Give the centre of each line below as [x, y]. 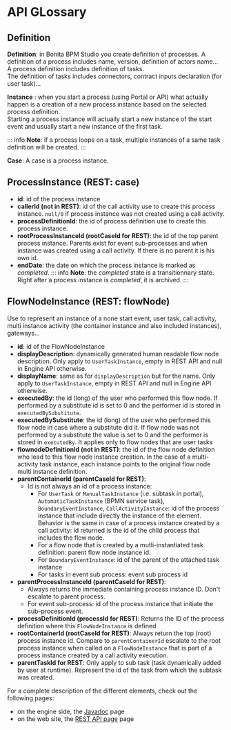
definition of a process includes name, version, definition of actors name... [113, 62]
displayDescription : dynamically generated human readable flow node [118, 354]
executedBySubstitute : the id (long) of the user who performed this [114, 420]
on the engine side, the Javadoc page [71, 711]
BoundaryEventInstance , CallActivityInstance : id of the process [129, 508]
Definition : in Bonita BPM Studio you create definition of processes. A [106, 54]
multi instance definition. [52, 471]
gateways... [23, 333]
